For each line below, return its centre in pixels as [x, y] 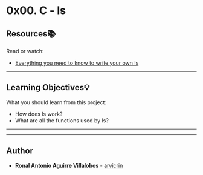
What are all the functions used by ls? [62, 120]
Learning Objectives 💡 [48, 87]
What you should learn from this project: [56, 102]
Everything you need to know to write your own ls [77, 63]
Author [20, 151]
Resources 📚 [31, 34]
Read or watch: [25, 51]
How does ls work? [39, 114]
